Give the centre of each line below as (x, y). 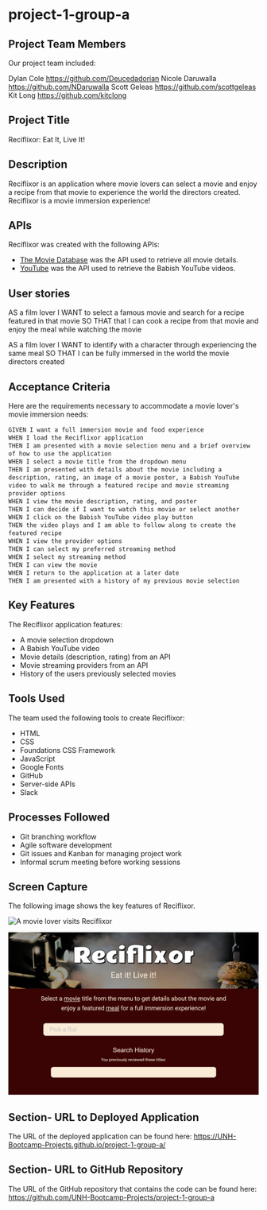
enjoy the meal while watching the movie (75, 330)
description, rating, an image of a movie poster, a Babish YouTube (124, 478)
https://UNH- (215, 1136)
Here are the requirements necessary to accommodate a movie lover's (124, 406)
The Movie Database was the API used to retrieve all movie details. (129, 260)
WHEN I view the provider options (66, 541)
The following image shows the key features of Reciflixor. (102, 906)
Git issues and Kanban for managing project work (101, 853)
